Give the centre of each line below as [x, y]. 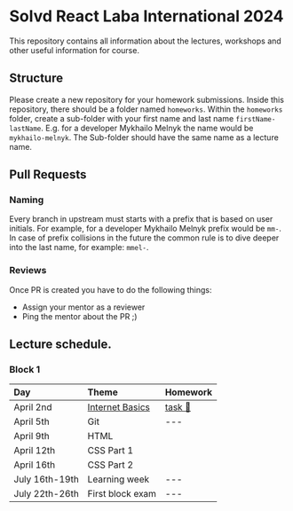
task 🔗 [178, 407]
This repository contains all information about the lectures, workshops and [145, 41]
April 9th [32, 436]
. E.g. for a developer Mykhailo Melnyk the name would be [147, 128]
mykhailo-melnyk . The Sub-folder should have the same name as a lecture [144, 137]
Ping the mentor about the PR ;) [79, 316]
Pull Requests [48, 175]
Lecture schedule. [61, 345]
